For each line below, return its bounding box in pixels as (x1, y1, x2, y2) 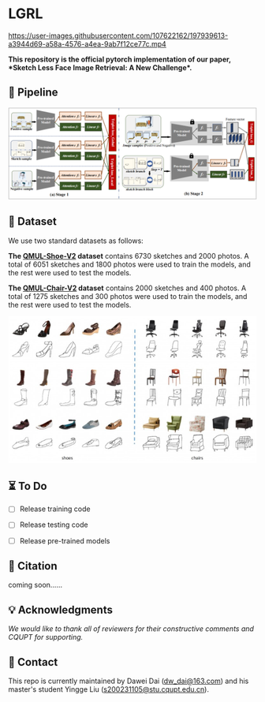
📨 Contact (8, 655, 58, 669)
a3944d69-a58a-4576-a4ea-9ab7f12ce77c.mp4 (8, 39, 167, 48)
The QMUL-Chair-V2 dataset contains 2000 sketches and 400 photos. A (8, 283, 247, 293)
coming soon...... (8, 581, 63, 590)
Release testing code (19, 520, 88, 529)
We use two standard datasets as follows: (8, 236, 144, 245)
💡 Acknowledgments (8, 603, 113, 616)
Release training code (19, 504, 91, 513)
